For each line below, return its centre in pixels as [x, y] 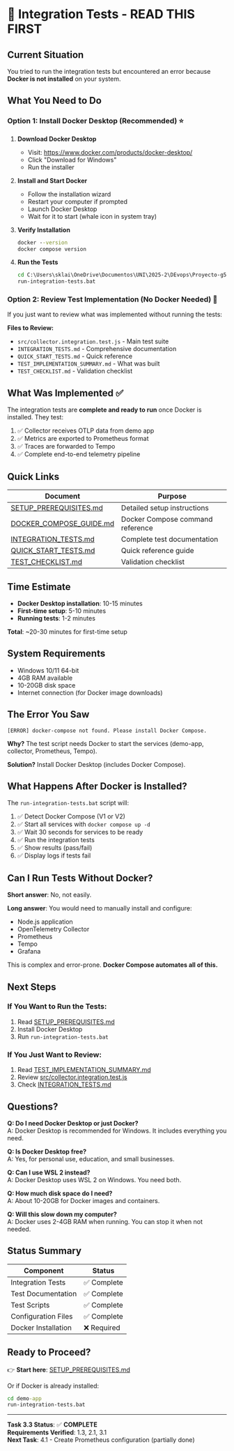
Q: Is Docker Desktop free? [47, 1151]
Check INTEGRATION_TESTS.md [64, 1085]
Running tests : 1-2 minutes [56, 618]
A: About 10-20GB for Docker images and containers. [84, 1200]
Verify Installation [44, 230]
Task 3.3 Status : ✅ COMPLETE [52, 1425]
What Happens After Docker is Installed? [97, 786]
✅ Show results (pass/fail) [55, 848]
